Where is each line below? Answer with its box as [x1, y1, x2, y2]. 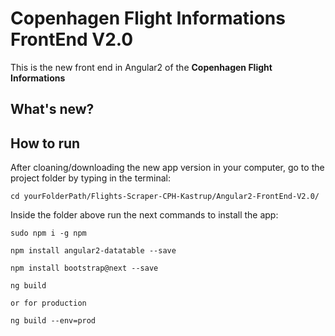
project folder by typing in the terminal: [10, 172, 172, 184]
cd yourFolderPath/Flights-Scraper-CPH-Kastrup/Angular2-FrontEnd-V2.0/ [10, 192, 320, 202]
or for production [10, 298, 87, 309]
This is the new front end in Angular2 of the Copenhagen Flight [10, 61, 273, 73]
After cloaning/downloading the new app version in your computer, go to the [10, 162, 325, 174]
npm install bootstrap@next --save [10, 263, 159, 274]
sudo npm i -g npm [10, 228, 87, 239]
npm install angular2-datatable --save [10, 246, 177, 256]
